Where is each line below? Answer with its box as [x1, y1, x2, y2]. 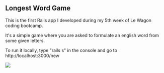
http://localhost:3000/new [5, 52, 59, 58]
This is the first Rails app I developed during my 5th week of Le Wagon [5, 17, 152, 23]
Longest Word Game [5, 4, 71, 12]
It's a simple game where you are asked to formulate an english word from [5, 32, 159, 38]
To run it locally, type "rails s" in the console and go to [5, 47, 117, 53]
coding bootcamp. [5, 22, 43, 28]
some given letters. [5, 37, 45, 43]
